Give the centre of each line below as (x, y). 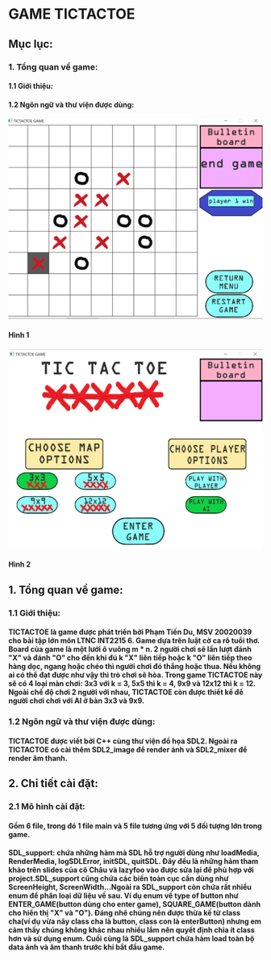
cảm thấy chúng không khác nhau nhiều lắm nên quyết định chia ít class (132, 930)
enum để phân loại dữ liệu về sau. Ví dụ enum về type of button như (123, 896)
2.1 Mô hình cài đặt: (47, 806)
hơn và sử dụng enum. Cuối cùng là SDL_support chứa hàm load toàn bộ (131, 939)
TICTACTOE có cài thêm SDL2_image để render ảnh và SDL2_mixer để (128, 749)
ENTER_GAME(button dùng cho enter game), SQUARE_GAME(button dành (134, 904)
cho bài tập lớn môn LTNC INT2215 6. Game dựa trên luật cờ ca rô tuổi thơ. (134, 641)
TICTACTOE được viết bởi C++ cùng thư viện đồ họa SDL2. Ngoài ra (123, 741)
